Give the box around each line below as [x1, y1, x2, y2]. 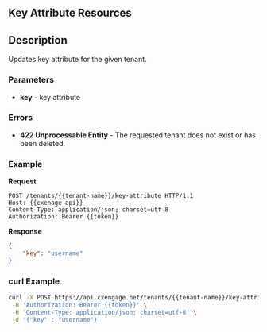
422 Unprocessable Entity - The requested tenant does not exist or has [19, 130, 257, 140]
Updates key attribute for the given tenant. [8, 55, 147, 64]
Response [8, 226, 42, 237]
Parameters [8, 75, 54, 86]
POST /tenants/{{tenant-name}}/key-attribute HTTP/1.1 [8, 192, 194, 200]
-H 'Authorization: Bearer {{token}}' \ [11, 301, 148, 309]
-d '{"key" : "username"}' [11, 315, 102, 324]
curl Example [8, 276, 60, 287]
